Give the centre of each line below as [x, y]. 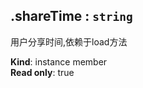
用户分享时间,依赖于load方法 [69, 41]
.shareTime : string [71, 16]
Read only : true [42, 72]
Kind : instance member [59, 61]
